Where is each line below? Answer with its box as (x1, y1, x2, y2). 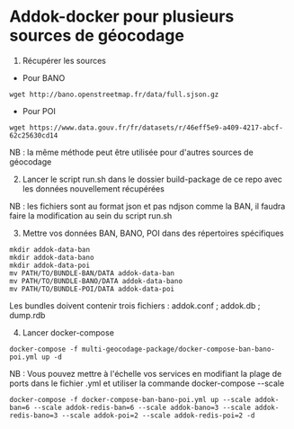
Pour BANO (22, 72, 66, 83)
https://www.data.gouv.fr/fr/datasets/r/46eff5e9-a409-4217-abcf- (29, 123, 283, 132)
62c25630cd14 (9, 130, 58, 140)
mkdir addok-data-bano (9, 253, 94, 262)
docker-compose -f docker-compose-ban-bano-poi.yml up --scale (9, 395, 252, 404)
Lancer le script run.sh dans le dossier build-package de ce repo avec (22, 174, 283, 184)
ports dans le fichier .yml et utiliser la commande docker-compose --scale (9, 378, 285, 389)
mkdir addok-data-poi (9, 261, 91, 270)
